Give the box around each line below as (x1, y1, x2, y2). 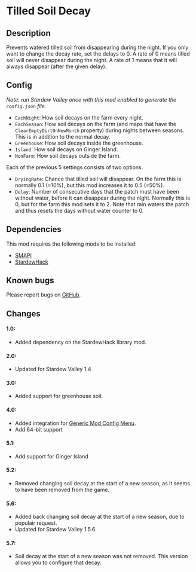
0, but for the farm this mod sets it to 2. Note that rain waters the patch (14, 200, 189, 207)
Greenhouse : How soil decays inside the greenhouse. (14, 139, 143, 146)
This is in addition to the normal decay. (14, 133, 111, 140)
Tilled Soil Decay (6, 4, 91, 18)
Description (6, 28, 51, 38)
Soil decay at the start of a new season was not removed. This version (14, 553, 188, 560)
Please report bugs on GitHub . (6, 291, 81, 298)
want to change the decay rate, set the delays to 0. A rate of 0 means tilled (6, 50, 190, 57)
